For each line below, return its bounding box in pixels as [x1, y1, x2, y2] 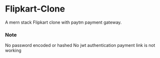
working [5, 47, 22, 54]
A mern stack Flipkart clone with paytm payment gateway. [5, 19, 122, 25]
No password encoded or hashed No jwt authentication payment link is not [5, 43, 155, 48]
